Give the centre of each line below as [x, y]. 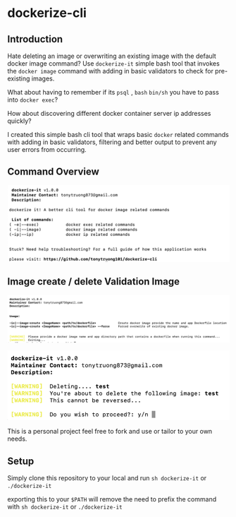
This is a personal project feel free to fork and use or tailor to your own [110, 432]
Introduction [35, 39]
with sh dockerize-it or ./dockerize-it [65, 507]
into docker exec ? [33, 100]
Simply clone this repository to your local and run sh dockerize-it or [107, 478]
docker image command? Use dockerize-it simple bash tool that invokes [113, 64]
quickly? [19, 121]
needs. [17, 439]
